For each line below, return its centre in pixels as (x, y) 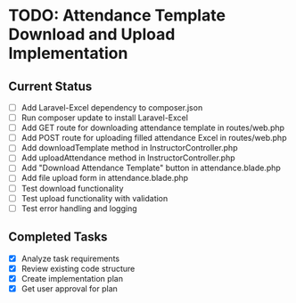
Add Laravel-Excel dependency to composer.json (112, 107)
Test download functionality (72, 188)
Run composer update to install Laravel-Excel (105, 118)
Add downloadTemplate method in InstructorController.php (129, 148)
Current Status (50, 86)
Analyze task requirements (70, 258)
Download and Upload (92, 34)
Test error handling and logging (79, 208)
